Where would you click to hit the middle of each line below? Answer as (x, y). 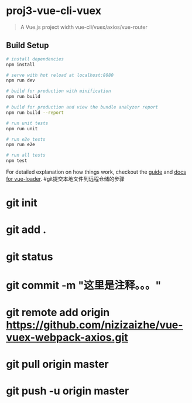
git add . (26, 230)
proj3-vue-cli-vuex (54, 11)
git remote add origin (58, 312)
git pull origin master (58, 364)
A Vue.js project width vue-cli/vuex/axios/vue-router (84, 27)
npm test (17, 161)
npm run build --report (35, 113)
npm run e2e (20, 145)
